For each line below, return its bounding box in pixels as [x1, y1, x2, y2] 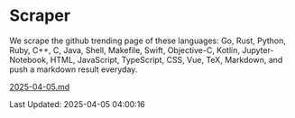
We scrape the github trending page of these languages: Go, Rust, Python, [9, 35, 287, 46]
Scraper [9, 5, 70, 26]
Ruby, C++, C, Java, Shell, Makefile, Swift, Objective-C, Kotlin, [9, 44, 241, 55]
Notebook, [9, 54, 49, 65]
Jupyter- [242, 44, 274, 55]
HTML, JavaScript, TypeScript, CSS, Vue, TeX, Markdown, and [50, 54, 283, 65]
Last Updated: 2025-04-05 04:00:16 [9, 98, 146, 109]
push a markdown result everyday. [9, 64, 138, 75]
